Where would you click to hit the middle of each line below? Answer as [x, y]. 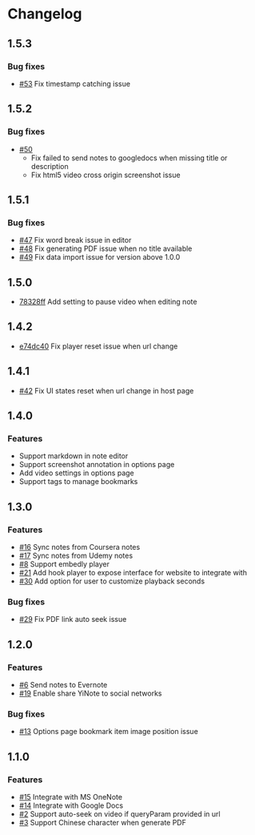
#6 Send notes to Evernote [63, 685]
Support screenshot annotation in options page [97, 465]
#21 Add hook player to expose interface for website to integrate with [133, 573]
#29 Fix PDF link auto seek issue [73, 619]
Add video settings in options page [76, 473]
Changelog [45, 14]
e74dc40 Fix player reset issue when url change [98, 346]
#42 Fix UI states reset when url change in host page [106, 390]
